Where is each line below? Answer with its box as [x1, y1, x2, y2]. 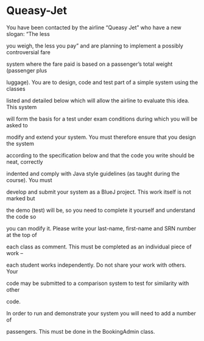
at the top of [6, 231, 38, 238]
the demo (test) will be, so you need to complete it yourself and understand [6, 206, 195, 214]
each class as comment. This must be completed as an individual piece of [6, 243, 192, 250]
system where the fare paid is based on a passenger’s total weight [6, 60, 173, 68]
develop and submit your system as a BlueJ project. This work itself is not [6, 188, 192, 195]
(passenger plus [6, 66, 47, 74]
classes [6, 85, 26, 92]
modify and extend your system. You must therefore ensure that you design [6, 133, 196, 141]
